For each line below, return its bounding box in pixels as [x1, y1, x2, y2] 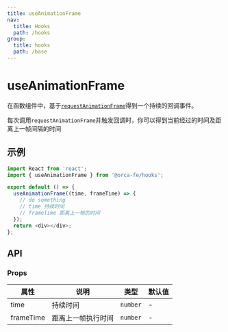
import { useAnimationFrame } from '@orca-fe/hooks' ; [7, 171, 164, 178]
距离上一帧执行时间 [51, 313, 114, 323]
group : [7, 36, 26, 43]
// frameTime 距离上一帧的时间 [19, 209, 101, 216]
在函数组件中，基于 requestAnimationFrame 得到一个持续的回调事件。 [7, 101, 198, 110]
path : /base [13, 49, 48, 56]
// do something [19, 197, 66, 204]
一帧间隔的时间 [18, 124, 62, 132]
